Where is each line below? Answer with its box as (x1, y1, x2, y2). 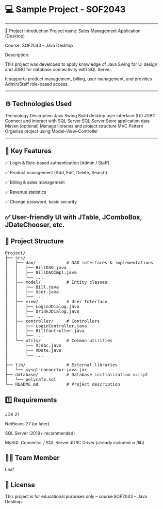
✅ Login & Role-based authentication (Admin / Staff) (5, 160, 110, 165)
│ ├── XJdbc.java (5, 343, 62, 348)
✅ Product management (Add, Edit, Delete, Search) (5, 169, 108, 175)
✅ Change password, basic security (5, 199, 77, 204)
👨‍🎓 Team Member (5, 454, 60, 462)
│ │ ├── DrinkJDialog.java (5, 309, 80, 314)
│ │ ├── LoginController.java (5, 323, 87, 328)
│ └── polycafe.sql (5, 377, 57, 382)
